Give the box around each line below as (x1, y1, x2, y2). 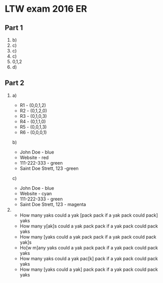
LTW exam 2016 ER (5, 3, 87, 15)
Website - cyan (19, 190, 52, 196)
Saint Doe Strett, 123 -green (19, 165, 79, 171)
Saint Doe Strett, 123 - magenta (19, 201, 86, 207)
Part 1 (5, 23, 24, 32)
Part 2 (5, 79, 25, 87)
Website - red (19, 154, 49, 161)
